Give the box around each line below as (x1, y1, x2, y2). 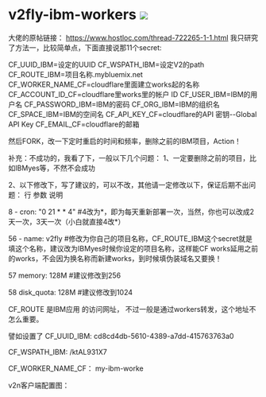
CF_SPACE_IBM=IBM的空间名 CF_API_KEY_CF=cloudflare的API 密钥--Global (8, 109, 257, 119)
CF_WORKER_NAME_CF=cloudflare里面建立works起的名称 (8, 80, 200, 89)
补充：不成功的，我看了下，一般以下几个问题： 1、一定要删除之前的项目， (8, 153, 250, 162)
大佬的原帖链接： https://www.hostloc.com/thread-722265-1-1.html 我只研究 (8, 33, 259, 42)
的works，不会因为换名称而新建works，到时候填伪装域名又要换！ (8, 253, 222, 263)
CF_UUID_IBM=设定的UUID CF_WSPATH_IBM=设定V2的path (8, 60, 205, 69)
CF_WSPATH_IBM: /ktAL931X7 (8, 347, 107, 356)
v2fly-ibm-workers (8, 6, 137, 24)
